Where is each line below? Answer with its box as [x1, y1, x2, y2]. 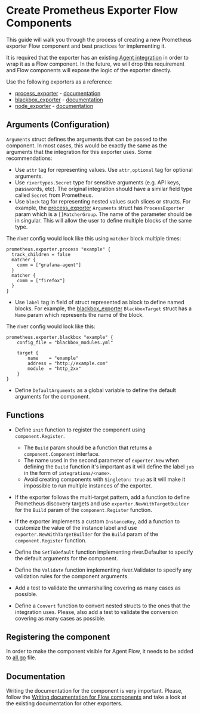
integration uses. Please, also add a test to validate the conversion [14, 608, 178, 615]
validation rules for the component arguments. [14, 572, 130, 579]
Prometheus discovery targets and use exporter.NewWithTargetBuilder [14, 499, 189, 507]
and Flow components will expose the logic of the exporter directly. [6, 66, 172, 73]
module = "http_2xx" [27, 365, 82, 372]
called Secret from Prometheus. [14, 192, 94, 199]
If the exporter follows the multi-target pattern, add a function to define [14, 493, 190, 501]
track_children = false [11, 251, 70, 257]
